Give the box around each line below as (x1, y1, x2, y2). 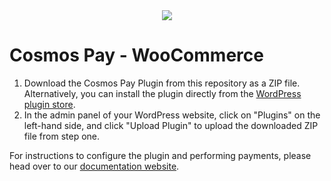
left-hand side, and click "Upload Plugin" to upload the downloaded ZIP (23, 119, 319, 131)
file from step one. (23, 130, 101, 142)
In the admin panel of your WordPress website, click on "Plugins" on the (23, 109, 321, 121)
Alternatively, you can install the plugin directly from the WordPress (23, 87, 302, 99)
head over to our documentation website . (9, 160, 180, 172)
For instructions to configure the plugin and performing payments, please (9, 149, 312, 161)
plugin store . (23, 98, 76, 110)
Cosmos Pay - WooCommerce (9, 44, 264, 67)
